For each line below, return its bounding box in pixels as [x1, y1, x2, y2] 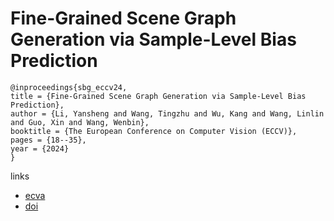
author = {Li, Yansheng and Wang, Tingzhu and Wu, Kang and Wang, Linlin [10, 108, 325, 119]
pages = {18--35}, [10, 135, 87, 145]
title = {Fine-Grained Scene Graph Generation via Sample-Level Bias [10, 91, 307, 101]
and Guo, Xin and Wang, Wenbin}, [10, 117, 150, 127]
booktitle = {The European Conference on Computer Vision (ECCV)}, [10, 126, 298, 136]
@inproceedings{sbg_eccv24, [10, 82, 128, 92]
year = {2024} [10, 143, 70, 154]
